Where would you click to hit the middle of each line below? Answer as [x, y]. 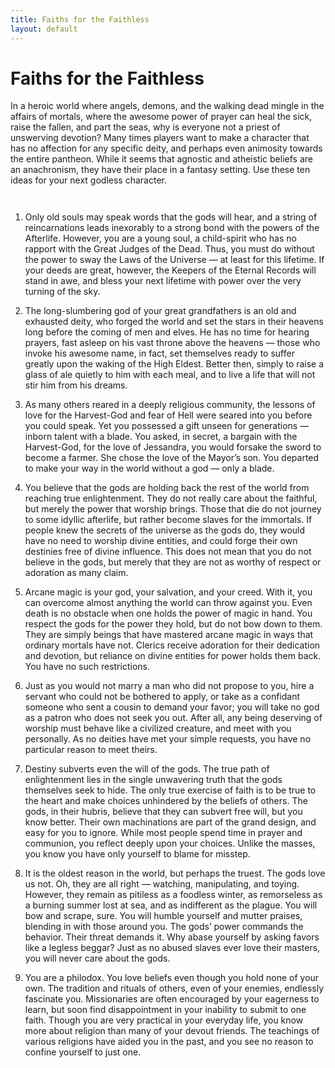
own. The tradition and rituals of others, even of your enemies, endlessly [174, 988]
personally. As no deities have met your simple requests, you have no [168, 739]
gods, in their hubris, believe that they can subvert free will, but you [163, 812]
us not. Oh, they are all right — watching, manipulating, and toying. [162, 884]
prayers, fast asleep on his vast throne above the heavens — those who [172, 343]
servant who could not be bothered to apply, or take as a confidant [162, 697]
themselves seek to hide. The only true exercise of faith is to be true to [170, 790]
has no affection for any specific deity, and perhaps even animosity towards [166, 148]
